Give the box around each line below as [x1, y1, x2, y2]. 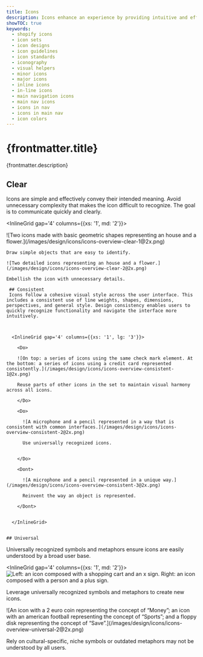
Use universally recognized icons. [22, 440, 112, 446]
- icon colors [11, 115, 47, 121]
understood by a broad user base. [6, 552, 91, 559]
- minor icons [11, 71, 47, 77]
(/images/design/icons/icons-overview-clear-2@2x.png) [6, 265, 147, 271]
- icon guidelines [11, 48, 59, 54]
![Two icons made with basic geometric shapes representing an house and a [6, 231, 196, 239]
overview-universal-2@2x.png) [6, 626, 84, 633]
